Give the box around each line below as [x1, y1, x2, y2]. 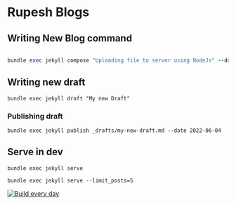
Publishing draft [7, 111, 63, 121]
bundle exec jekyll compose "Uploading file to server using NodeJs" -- [7, 57, 225, 64]
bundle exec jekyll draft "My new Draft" [7, 95, 131, 102]
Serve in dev [7, 146, 63, 158]
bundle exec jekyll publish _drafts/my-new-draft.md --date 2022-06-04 [7, 127, 221, 134]
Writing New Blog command [7, 32, 132, 44]
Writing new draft [7, 77, 86, 88]
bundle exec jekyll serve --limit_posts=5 [7, 177, 133, 184]
